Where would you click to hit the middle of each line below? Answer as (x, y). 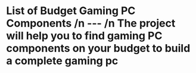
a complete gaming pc (62, 61)
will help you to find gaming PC (84, 36)
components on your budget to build (98, 49)
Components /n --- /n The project (91, 23)
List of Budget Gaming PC (71, 11)
